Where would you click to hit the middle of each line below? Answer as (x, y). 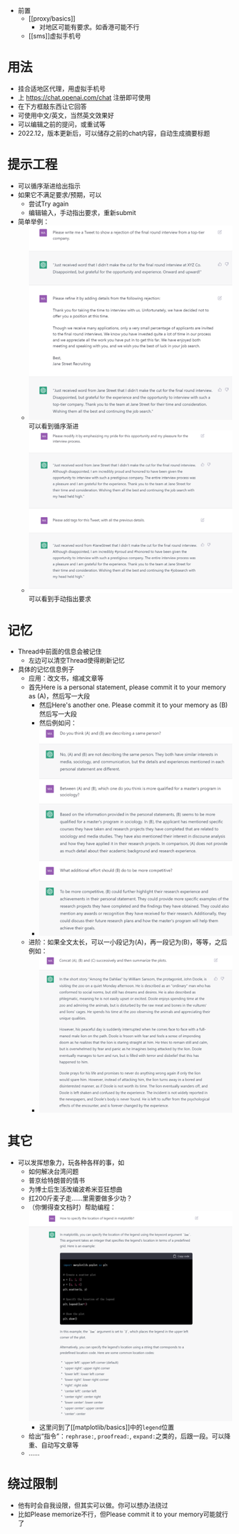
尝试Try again (49, 204)
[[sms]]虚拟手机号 (55, 36)
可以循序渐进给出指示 (49, 186)
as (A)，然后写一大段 (59, 696)
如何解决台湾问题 (54, 1171)
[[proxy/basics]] (52, 19)
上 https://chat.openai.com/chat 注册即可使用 (84, 97)
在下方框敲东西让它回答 (52, 106)
